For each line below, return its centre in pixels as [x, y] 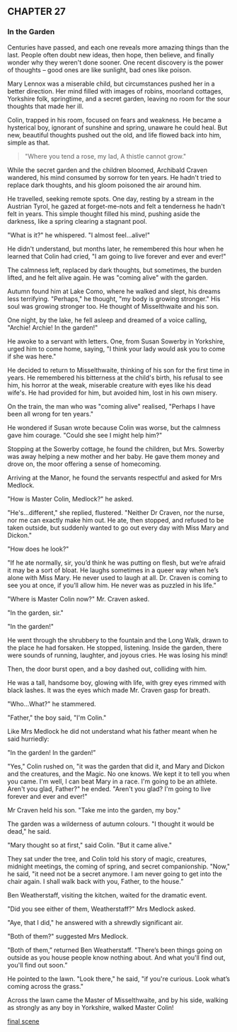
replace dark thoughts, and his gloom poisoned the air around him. [104, 185]
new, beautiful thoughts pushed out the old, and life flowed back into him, [114, 135]
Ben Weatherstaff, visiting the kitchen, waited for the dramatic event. [107, 895]
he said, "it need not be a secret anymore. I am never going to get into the [115, 873]
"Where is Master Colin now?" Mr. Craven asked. [79, 599]
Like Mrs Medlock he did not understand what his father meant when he [112, 731]
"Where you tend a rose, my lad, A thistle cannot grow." [105, 156]
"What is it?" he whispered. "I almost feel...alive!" [79, 235]
